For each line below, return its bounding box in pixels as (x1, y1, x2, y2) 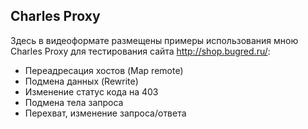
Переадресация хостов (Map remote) (24, 64, 184, 76)
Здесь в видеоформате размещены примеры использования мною (10, 34, 299, 46)
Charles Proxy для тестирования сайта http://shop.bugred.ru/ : (10, 45, 271, 57)
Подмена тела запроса (24, 96, 124, 108)
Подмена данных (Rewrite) (24, 75, 139, 87)
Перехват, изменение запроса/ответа (24, 107, 187, 119)
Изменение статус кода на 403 (24, 85, 159, 98)
